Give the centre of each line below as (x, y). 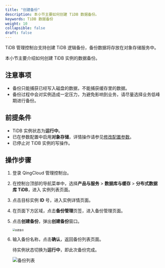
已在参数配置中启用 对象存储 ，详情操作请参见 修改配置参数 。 (73, 136)
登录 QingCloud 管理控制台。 (42, 173)
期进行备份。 (25, 100)
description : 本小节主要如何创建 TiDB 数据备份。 (52, 14)
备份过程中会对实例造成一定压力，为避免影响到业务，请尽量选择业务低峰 (86, 94)
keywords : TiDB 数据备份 (29, 19)
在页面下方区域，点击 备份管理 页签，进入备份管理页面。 (69, 211)
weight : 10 (16, 24)
